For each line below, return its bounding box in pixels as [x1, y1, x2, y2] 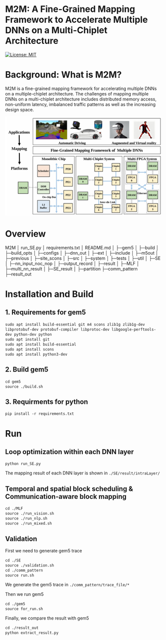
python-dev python [14, 332, 52, 337]
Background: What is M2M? [5, 69, 122, 81]
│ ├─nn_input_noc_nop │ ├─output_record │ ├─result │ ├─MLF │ [5, 260, 140, 267]
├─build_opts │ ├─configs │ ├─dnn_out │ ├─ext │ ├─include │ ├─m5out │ [5, 250, 159, 256]
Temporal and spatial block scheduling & [5, 484, 133, 493]
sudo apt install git [5, 337, 50, 342]
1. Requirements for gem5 [5, 308, 86, 317]
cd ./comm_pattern [5, 568, 43, 573]
